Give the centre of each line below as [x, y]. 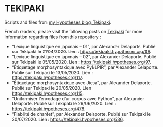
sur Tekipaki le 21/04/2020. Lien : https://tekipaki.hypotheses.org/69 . [81, 51]
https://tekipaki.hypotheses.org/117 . [47, 77]
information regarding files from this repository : [53, 37]
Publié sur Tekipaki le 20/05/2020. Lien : [53, 88]
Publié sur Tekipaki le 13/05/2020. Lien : [52, 72]
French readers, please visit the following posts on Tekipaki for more [74, 31]
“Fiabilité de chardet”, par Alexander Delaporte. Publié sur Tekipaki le [81, 114]
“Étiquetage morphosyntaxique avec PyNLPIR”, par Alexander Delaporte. [85, 67]
